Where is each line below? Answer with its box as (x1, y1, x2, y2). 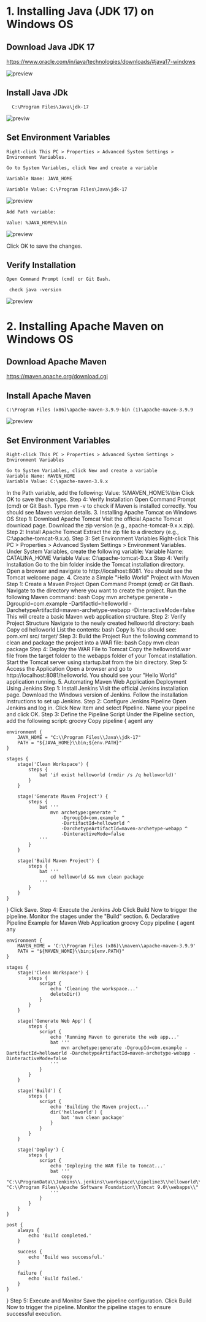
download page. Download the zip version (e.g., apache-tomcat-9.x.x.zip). (6, 522, 195, 529)
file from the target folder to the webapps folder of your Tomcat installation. (6, 652, 197, 660)
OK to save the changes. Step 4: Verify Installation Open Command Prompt (6, 495, 196, 503)
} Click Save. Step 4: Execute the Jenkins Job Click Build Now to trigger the (6, 906, 197, 914)
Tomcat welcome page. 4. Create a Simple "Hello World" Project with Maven (6, 574, 199, 581)
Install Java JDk (6, 88, 69, 98)
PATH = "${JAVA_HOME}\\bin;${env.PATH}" (17, 740, 122, 746)
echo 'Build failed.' (28, 1275, 84, 1282)
